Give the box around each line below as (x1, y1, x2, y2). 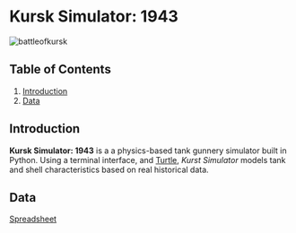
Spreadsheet (9, 213, 57, 225)
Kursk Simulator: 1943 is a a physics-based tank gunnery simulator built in (9, 145, 287, 156)
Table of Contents (9, 62, 112, 77)
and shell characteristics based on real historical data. (9, 164, 209, 175)
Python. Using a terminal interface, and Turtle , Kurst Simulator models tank (9, 154, 286, 165)
